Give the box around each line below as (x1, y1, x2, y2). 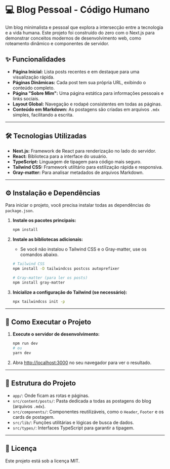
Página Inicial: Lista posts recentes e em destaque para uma (12, 68, 140, 75)
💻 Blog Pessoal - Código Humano (5, 4, 150, 16)
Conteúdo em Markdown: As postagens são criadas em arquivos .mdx (12, 106, 160, 112)
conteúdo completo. (12, 85, 55, 91)
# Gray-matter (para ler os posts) (12, 275, 88, 280)
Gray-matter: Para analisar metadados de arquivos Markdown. (12, 169, 144, 175)
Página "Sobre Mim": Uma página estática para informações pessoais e (12, 90, 164, 96)
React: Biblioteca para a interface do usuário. (12, 153, 108, 159)
